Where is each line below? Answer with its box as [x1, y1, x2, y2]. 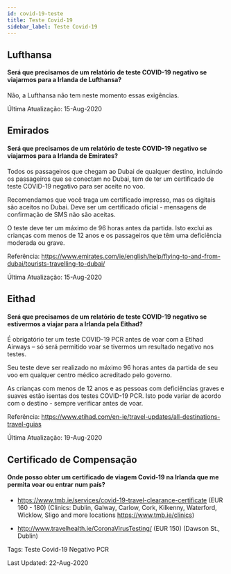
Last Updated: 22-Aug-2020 [7, 558, 89, 567]
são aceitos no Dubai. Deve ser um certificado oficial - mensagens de [7, 202, 207, 211]
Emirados [7, 125, 49, 136]
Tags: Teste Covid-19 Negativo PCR [7, 545, 110, 553]
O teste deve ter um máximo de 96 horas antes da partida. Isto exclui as [7, 223, 213, 232]
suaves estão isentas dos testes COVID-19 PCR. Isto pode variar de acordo [7, 392, 221, 400]
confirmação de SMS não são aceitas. [7, 210, 116, 218]
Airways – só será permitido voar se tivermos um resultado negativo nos [7, 342, 214, 351]
